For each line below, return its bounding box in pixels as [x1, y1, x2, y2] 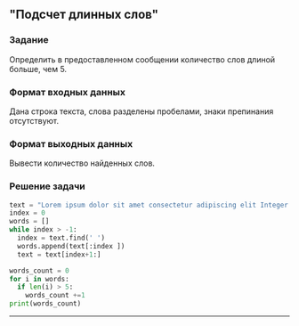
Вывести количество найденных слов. [9, 158, 156, 168]
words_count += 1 [25, 291, 86, 300]
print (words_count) [9, 299, 82, 308]
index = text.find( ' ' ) [17, 233, 105, 243]
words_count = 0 [9, 266, 69, 275]
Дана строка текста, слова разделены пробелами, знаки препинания [9, 106, 274, 117]
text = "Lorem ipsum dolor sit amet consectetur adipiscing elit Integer [9, 200, 289, 209]
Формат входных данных [9, 86, 126, 98]
